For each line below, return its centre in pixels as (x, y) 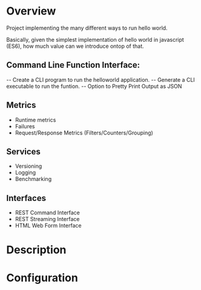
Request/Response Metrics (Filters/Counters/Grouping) (84, 133)
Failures (25, 126)
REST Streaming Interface (47, 219)
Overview (31, 11)
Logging (25, 173)
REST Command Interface (48, 213)
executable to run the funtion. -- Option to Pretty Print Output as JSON (94, 86)
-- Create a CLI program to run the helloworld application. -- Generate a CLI (100, 79)
